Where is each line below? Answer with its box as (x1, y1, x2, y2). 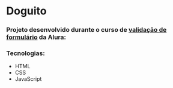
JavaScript (14, 75, 42, 83)
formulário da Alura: (6, 33, 67, 41)
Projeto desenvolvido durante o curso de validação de (6, 26, 167, 34)
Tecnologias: (6, 49, 45, 57)
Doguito (6, 4, 47, 18)
